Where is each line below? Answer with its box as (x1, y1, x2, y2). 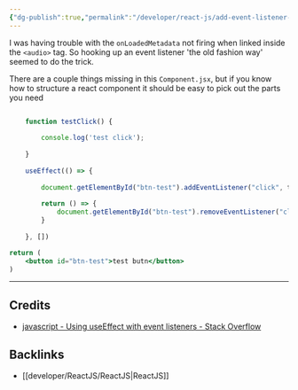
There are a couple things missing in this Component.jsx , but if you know (9, 73, 272, 84)
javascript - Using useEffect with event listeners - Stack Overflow (21, 321, 262, 332)
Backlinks (9, 347, 65, 362)
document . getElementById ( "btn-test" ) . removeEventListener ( (56, 207, 279, 217)
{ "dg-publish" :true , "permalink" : (9, 12, 133, 22)
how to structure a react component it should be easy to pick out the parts (9, 82, 281, 93)
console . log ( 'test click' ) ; (41, 134, 145, 143)
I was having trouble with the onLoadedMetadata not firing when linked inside (9, 37, 286, 48)
